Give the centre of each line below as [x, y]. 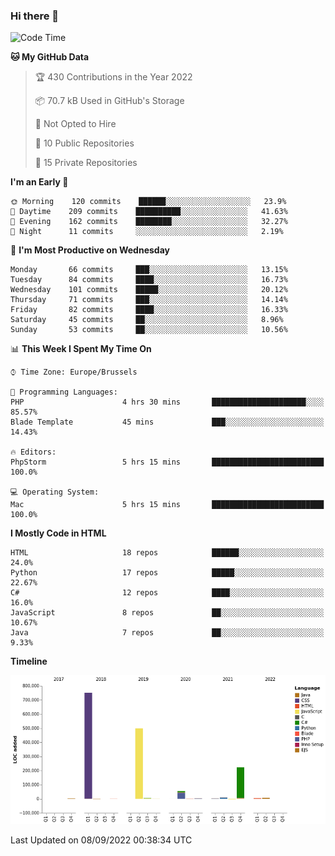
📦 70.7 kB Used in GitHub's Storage [109, 101]
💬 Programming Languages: [64, 392]
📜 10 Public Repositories [84, 143]
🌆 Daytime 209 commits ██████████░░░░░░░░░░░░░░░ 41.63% [149, 212]
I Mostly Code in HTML [58, 533]
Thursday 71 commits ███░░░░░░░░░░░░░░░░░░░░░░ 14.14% [149, 300]
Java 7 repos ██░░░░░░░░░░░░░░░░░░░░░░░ [167, 633]
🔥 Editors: [33, 452]
